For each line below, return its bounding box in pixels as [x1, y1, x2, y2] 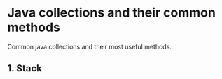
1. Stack [7, 62, 42, 74]
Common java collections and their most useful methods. [7, 42, 172, 51]
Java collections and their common [7, 5, 216, 21]
